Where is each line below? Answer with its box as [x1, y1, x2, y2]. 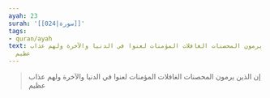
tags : [8, 27, 27, 35]
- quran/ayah [8, 34, 53, 43]
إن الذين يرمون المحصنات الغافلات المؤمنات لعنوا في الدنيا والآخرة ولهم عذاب [28, 72, 261, 81]
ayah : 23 [8, 11, 38, 20]
